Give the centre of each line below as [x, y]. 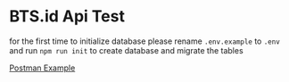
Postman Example [42, 68]
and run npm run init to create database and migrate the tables [126, 50]
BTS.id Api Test [67, 16]
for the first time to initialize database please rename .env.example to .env [145, 41]
